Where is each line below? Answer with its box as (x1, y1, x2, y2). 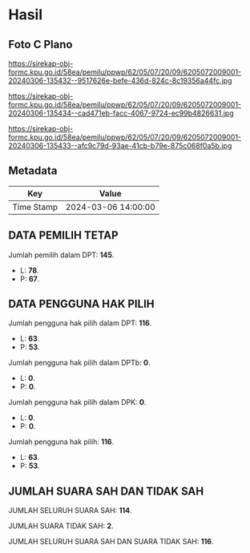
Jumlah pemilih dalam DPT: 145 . (8, 250, 115, 260)
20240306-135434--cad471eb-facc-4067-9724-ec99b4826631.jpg (8, 108, 234, 118)
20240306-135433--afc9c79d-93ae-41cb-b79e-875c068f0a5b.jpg (8, 141, 232, 150)
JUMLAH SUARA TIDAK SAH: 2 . (8, 521, 114, 531)
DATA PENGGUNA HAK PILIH (8, 297, 155, 311)
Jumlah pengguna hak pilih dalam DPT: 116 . (8, 318, 152, 328)
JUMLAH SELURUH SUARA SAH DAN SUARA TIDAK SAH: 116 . (8, 537, 214, 547)
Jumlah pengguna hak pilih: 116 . (8, 437, 115, 446)
